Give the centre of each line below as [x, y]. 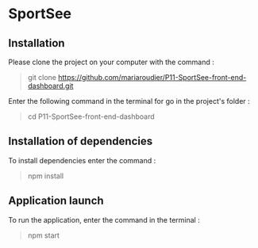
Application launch [56, 201]
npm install [46, 176]
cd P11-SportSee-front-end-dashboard [91, 116]
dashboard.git [50, 86]
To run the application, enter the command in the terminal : [104, 219]
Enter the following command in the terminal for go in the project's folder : [129, 101]
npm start [43, 235]
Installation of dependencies [81, 141]
